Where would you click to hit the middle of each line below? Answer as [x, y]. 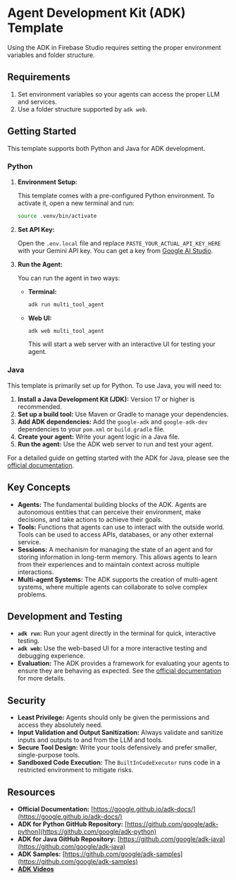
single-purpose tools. [49, 755]
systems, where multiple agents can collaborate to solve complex [112, 587]
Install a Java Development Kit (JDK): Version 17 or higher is [106, 399]
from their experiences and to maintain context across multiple [108, 564]
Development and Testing [65, 616]
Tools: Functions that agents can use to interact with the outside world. [121, 527]
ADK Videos [36, 869]
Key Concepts [39, 488]
